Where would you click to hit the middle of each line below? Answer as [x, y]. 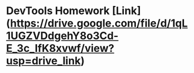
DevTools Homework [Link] [73, 11]
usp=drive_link [44, 61]
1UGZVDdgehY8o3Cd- [62, 36]
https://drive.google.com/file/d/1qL [99, 23]
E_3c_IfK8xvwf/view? [60, 49]
